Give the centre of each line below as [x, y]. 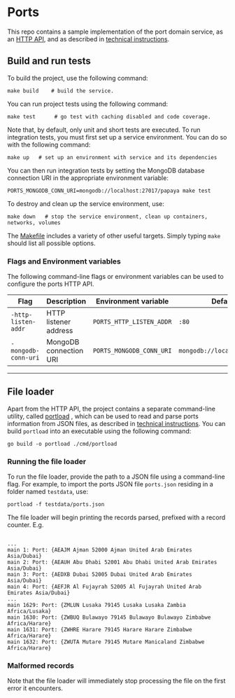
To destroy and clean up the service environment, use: [86, 203]
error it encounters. [35, 688]
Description [66, 301]
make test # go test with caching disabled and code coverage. [109, 116]
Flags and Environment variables [64, 261]
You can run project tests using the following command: [88, 104]
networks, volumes [34, 223]
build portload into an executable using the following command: [99, 431]
